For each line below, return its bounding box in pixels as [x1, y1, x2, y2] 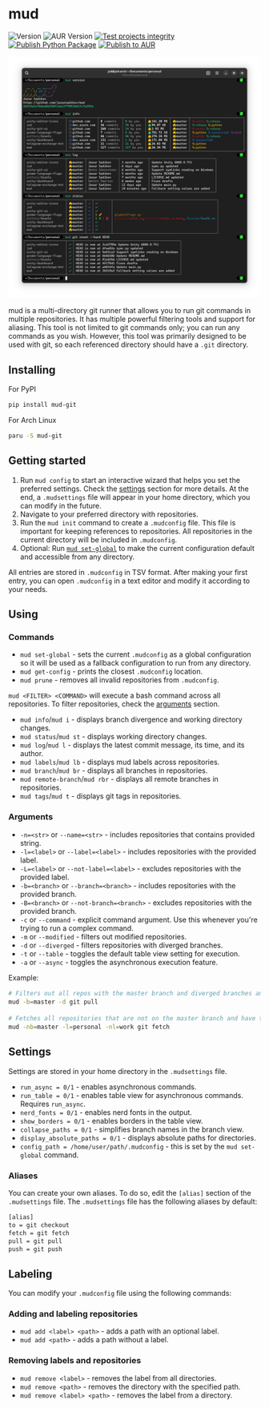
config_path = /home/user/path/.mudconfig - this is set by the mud [19, 1141, 238, 1151]
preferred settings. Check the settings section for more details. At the [19, 484, 250, 493]
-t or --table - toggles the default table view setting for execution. [19, 948, 240, 958]
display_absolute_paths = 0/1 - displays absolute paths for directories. [19, 1132, 256, 1142]
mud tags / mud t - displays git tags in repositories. [19, 791, 182, 801]
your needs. [8, 584, 48, 593]
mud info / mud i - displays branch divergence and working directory [19, 714, 243, 725]
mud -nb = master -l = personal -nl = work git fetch [8, 1023, 171, 1032]
